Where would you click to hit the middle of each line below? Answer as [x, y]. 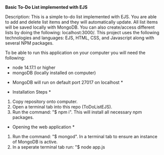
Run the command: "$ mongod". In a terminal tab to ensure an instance [85, 136]
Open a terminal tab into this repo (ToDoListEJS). [62, 107]
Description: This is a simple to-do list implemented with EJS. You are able [81, 17]
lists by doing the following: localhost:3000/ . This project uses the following [82, 32]
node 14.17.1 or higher [34, 67]
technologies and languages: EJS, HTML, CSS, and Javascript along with [80, 38]
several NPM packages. [29, 43]
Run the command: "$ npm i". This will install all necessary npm [77, 112]
